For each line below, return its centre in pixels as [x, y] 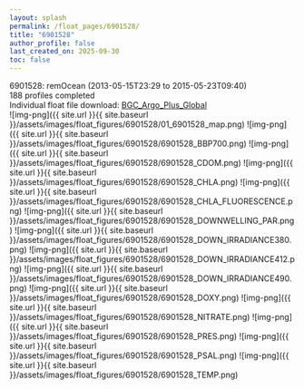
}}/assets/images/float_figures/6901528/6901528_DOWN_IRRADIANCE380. [151, 240]
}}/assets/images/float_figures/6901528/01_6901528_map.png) [127, 124]
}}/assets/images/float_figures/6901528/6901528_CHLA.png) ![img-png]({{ [150, 182]
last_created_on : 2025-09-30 [64, 52]
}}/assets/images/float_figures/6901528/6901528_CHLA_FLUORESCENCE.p [151, 201]
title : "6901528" [42, 34]
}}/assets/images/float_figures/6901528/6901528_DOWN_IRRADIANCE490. [151, 278]
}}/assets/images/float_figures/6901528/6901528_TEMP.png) [124, 374]
